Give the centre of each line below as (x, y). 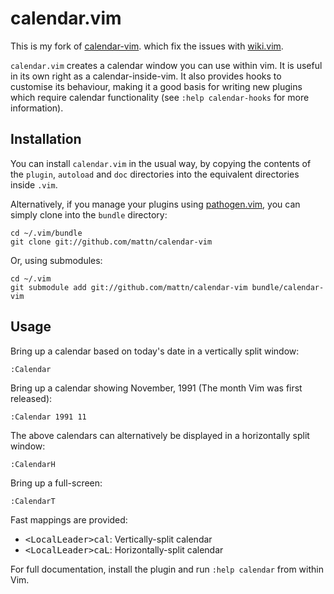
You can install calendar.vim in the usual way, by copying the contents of (161, 163)
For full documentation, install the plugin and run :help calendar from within (167, 569)
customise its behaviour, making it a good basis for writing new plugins (156, 86)
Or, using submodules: (56, 260)
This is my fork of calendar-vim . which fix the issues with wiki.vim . (147, 46)
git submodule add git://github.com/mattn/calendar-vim (129, 287)
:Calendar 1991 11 (48, 417)
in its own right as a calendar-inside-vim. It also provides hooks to (146, 76)
